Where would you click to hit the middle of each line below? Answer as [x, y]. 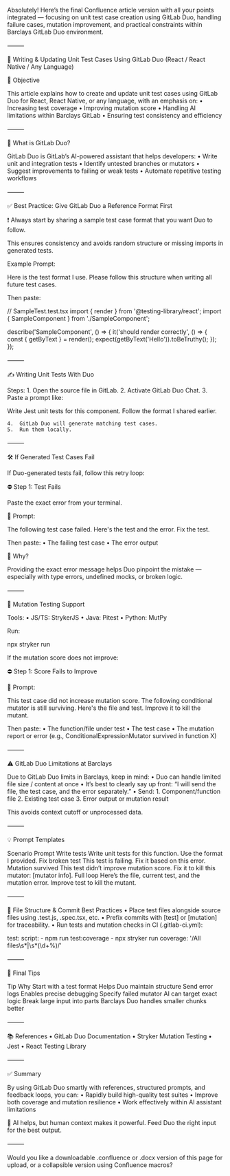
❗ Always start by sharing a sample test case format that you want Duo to [110, 220]
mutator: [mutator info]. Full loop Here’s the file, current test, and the [104, 875]
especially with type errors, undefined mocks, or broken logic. [95, 577]
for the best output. [34, 1130]
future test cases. [32, 284]
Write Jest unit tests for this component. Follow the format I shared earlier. [112, 411]
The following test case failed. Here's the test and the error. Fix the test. [108, 529]
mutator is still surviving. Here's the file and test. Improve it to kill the [104, 708]
